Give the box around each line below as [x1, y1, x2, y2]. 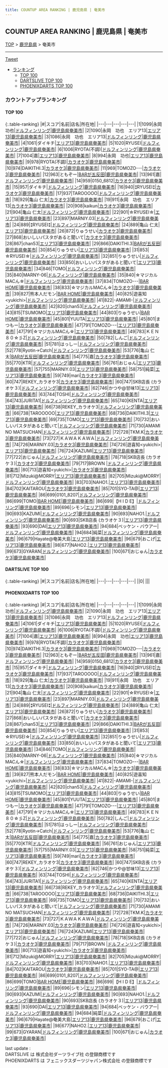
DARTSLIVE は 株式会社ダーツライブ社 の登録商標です [5, 1051, 116, 1057]
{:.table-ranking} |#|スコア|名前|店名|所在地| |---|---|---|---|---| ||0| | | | [5, 578, 150, 584]
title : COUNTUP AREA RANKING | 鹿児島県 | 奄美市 [5, 7, 105, 13]
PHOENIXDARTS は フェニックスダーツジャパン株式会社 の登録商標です [5, 1057, 152, 1063]
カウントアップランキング [5, 96, 66, 104]
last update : [5, 1045, 31, 1051]
